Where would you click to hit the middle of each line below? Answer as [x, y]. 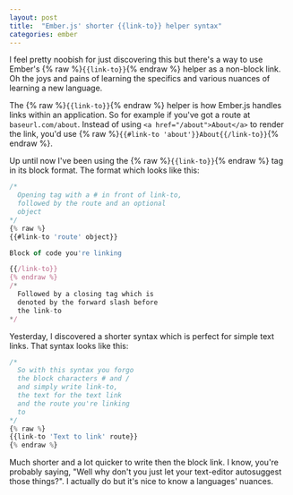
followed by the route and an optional [92, 204]
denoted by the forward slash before [88, 302]
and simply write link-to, [68, 387]
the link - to [40, 311]
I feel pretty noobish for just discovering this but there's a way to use [136, 60]
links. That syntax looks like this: [69, 346]
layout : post [34, 17]
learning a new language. [56, 88]
